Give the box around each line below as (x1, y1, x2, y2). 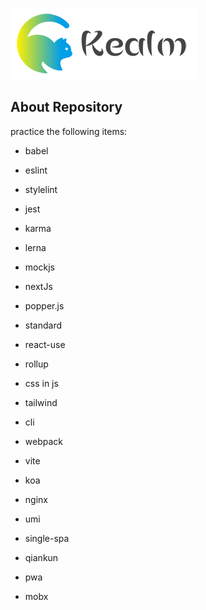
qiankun (24, 551, 59, 563)
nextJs (24, 280, 53, 292)
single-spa (24, 532, 70, 544)
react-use (24, 338, 66, 350)
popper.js (24, 299, 65, 312)
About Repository (10, 99, 123, 116)
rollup (24, 358, 49, 370)
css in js (24, 377, 59, 389)
